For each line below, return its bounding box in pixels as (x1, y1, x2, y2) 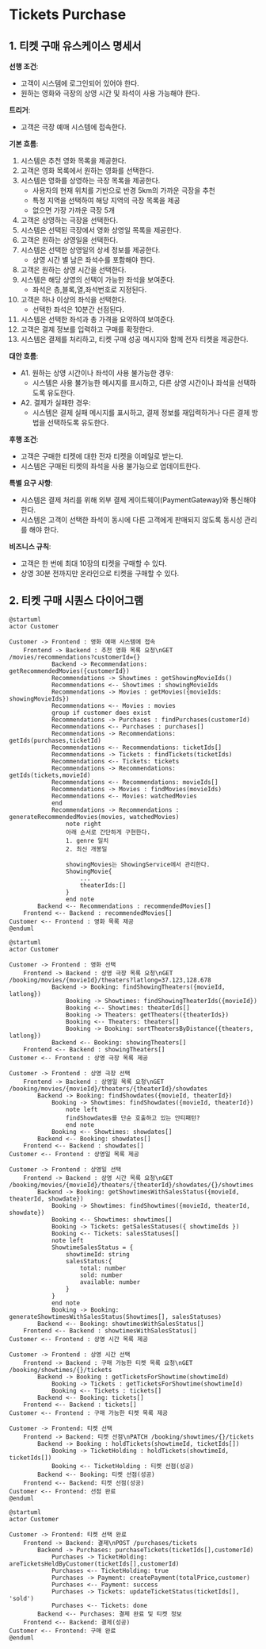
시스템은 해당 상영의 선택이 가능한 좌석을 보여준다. (20, 275, 175, 284)
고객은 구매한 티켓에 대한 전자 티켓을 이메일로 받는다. (20, 452, 184, 461)
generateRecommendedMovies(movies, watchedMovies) (9, 813, 180, 821)
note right (65, 820, 102, 828)
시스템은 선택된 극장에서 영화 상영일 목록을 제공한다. (20, 225, 181, 235)
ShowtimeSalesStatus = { (51, 1243, 134, 1251)
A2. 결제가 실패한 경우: (20, 398, 91, 407)
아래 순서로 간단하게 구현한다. (65, 828, 151, 836)
